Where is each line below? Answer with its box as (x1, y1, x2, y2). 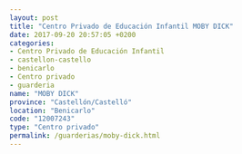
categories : (9, 38, 55, 48)
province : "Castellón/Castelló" (9, 97, 132, 107)
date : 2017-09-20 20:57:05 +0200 (9, 30, 136, 39)
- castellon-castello (9, 55, 92, 64)
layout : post (9, 13, 59, 23)
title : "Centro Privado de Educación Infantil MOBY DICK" (9, 22, 234, 31)
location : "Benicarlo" (9, 106, 96, 115)
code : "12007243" (9, 114, 76, 123)
